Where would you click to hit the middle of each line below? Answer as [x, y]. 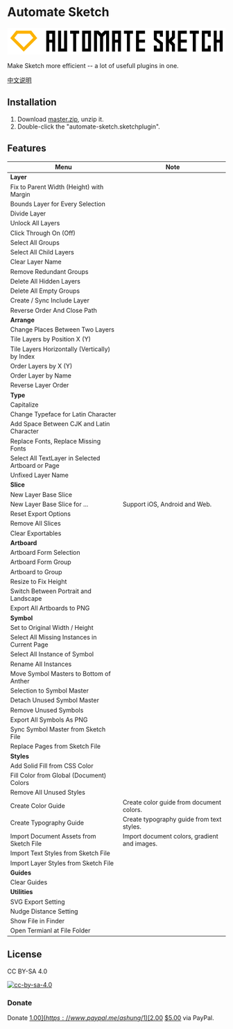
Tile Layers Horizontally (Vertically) [60, 349]
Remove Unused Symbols [47, 710]
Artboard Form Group [41, 562]
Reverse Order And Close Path [53, 310]
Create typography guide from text [172, 819]
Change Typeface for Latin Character [63, 414]
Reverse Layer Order [40, 385]
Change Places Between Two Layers [62, 330]
